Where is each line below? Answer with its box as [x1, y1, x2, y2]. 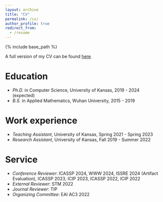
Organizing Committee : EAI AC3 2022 [12, 191, 90, 197]
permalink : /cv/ [5, 16, 39, 21]
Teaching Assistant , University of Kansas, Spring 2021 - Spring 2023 [12, 131, 153, 137]
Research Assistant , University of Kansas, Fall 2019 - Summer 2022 [12, 137, 151, 143]
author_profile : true [5, 21, 50, 26]
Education [5, 71, 48, 82]
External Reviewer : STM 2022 [12, 181, 73, 187]
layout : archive [5, 7, 39, 12]
